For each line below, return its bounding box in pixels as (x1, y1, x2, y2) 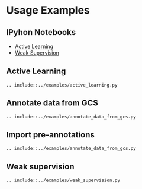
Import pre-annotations (6, 130, 95, 140)
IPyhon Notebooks (6, 27, 76, 37)
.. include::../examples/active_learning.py (6, 82, 118, 88)
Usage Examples (6, 4, 91, 17)
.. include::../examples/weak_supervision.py (6, 177, 120, 184)
